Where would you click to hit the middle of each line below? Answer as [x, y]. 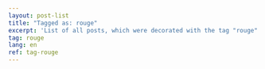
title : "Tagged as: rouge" [53, 23]
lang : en [23, 45]
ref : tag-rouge [33, 52]
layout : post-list [39, 15]
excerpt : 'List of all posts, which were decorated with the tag [119, 30]
